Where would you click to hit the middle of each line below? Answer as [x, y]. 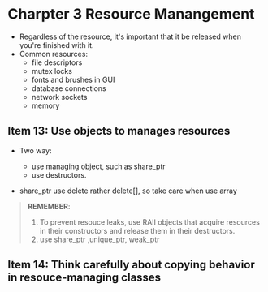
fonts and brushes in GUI [73, 79]
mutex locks [52, 71]
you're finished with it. [56, 45]
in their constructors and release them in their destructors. [137, 230]
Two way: [35, 150]
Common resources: [54, 54]
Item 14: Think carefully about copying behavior [131, 265]
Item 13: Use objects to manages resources [119, 131]
